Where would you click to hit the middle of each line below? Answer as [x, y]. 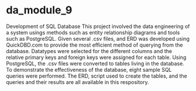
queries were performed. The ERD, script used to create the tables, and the [97, 76]
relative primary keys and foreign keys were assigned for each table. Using [96, 57]
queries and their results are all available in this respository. [78, 82]
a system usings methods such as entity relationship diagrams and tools [93, 32]
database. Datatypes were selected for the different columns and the [89, 51]
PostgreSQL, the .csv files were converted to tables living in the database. [95, 63]
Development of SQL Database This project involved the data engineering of [98, 26]
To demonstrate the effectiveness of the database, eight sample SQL [89, 69]
